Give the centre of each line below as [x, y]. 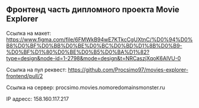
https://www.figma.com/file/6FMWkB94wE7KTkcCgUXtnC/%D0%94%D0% [99, 39]
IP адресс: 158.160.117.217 [38, 99]
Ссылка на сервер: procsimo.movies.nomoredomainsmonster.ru [86, 87]
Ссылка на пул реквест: [37, 70]
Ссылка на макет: [29, 33]
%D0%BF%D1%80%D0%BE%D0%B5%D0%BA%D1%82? [78, 52]
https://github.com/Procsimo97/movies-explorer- [128, 70]
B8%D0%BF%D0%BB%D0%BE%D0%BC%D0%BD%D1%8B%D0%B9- [94, 45]
